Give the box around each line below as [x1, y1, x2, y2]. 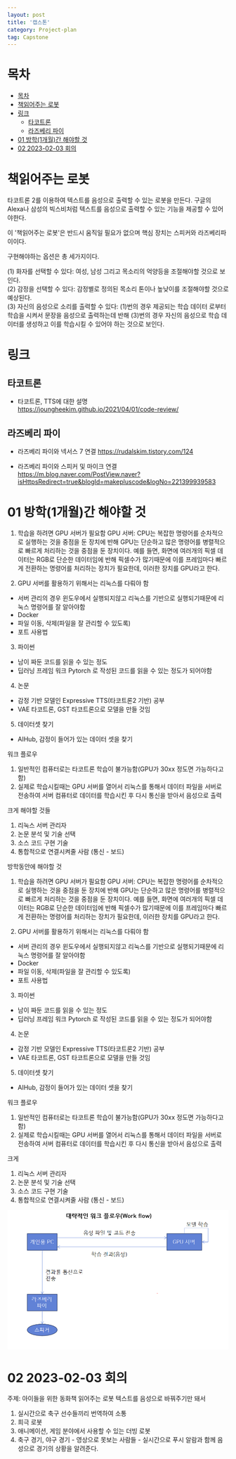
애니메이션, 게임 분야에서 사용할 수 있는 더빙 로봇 [17, 1427, 151, 1435]
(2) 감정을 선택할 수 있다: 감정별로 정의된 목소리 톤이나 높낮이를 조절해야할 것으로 [7, 285, 230, 293]
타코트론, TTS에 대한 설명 [17, 397, 88, 406]
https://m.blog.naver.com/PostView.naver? [17, 469, 141, 478]
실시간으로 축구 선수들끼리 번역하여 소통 [17, 1409, 127, 1418]
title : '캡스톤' [7, 18, 51, 26]
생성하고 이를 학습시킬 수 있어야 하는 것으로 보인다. [25, 320, 165, 328]
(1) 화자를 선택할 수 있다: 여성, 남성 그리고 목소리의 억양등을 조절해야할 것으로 [7, 267, 218, 275]
